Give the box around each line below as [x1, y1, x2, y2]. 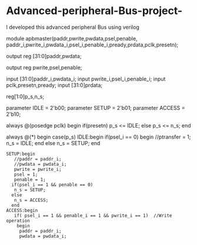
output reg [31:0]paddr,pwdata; [6, 52, 82, 59]
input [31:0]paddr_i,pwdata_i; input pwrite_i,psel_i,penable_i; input [6, 75, 166, 82]
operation [6, 217, 31, 224]
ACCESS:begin [6, 207, 38, 213]
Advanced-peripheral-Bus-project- [6, 4, 183, 18]
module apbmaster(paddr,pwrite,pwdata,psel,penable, [6, 35, 138, 42]
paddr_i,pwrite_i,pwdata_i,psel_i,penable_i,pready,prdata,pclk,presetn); [6, 41, 179, 48]
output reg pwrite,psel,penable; [6, 63, 82, 71]
